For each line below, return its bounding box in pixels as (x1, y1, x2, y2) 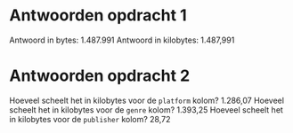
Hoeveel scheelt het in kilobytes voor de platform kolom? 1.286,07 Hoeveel (9, 95, 285, 106)
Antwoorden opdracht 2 (9, 66, 191, 86)
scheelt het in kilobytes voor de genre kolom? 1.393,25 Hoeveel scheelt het (9, 104, 283, 115)
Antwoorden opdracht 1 (9, 5, 187, 26)
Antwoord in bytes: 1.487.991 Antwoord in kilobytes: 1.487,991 (9, 35, 235, 45)
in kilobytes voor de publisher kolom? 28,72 (9, 113, 171, 124)
